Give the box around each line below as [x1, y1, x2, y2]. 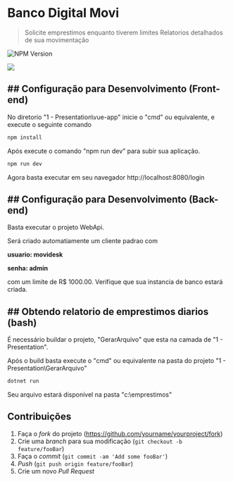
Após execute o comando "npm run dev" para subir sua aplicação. [7, 147, 201, 155]
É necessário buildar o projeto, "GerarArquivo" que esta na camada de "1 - [7, 335, 223, 344]
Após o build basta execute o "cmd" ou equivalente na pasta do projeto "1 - [7, 357, 227, 365]
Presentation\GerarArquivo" [7, 364, 87, 373]
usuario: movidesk [7, 250, 63, 259]
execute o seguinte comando [7, 120, 92, 128]
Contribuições [7, 411, 72, 423]
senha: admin [7, 264, 48, 273]
